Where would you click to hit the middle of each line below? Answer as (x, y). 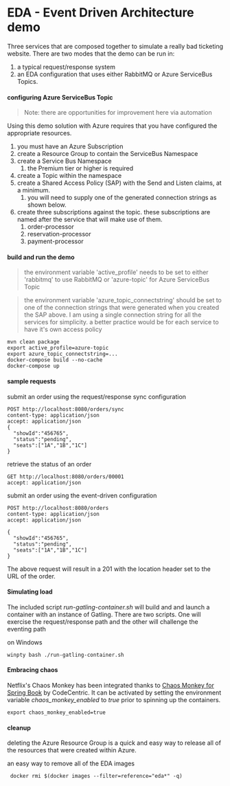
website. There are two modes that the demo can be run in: (91, 54)
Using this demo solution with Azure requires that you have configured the (112, 126)
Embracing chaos (33, 670)
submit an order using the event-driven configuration (82, 495)
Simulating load (30, 592)
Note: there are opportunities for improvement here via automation (118, 113)
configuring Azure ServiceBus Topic (60, 97)
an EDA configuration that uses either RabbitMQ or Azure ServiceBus (115, 74)
